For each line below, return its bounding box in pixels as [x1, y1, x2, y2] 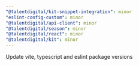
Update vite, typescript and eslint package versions [5, 53, 133, 60]
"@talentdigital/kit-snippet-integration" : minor [5, 8, 132, 15]
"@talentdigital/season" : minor [5, 25, 86, 32]
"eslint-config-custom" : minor [5, 14, 84, 20]
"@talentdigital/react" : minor [5, 31, 84, 37]
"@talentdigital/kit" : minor [5, 37, 78, 43]
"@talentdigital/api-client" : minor [5, 20, 97, 26]
